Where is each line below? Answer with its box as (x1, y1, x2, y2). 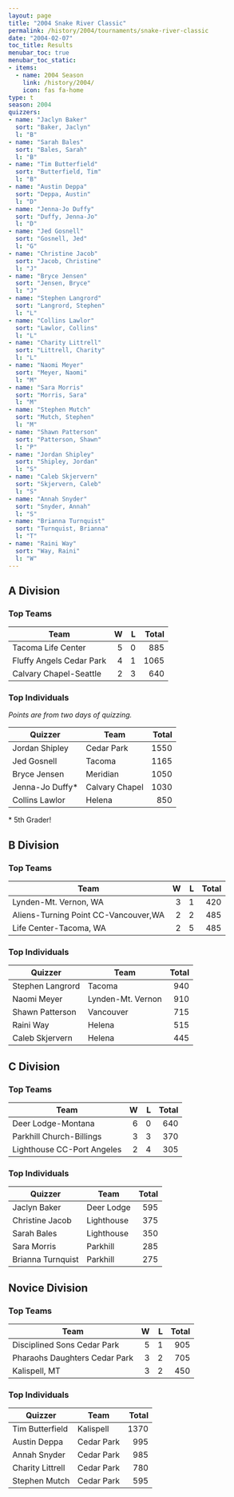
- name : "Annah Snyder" (8, 495, 88, 503)
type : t (8, 94, 34, 102)
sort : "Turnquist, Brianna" (15, 525, 109, 533)
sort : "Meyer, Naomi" (15, 369, 88, 377)
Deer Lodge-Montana (12, 1118, 95, 1129)
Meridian (85, 768, 120, 780)
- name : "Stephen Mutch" (8, 405, 91, 414)
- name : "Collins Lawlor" (8, 317, 94, 325)
